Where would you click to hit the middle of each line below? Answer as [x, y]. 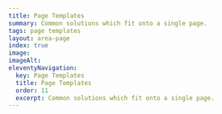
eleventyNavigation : [43, 68]
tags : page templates [45, 31]
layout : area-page [39, 38]
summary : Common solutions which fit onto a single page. [108, 23]
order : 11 [32, 90]
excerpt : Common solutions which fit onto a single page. [115, 98]
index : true [28, 46]
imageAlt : [25, 61]
